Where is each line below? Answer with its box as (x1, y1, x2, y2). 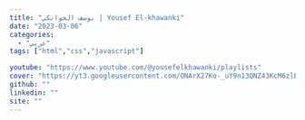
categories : (9, 30, 54, 39)
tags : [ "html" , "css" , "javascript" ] (9, 47, 144, 56)
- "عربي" (17, 38, 51, 48)
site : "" (9, 97, 43, 106)
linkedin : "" (9, 88, 59, 97)
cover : (9, 71, 34, 81)
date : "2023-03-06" (9, 22, 84, 31)
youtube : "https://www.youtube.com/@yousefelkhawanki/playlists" (9, 63, 261, 72)
